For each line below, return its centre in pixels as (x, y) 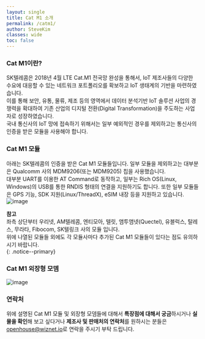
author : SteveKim (28, 29)
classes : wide (24, 35)
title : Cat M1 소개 (30, 18)
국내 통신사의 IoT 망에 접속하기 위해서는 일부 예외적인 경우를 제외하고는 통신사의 (102, 124)
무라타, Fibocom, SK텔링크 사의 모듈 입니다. (67, 229)
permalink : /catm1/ (31, 23)
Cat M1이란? (24, 63)
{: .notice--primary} (31, 251)
